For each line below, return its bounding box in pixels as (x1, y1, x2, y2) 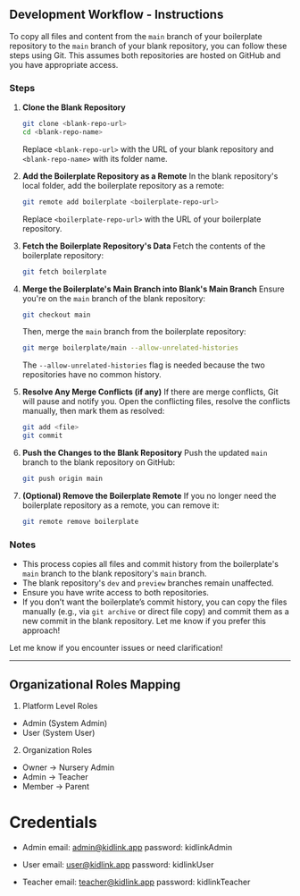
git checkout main (21, 310, 91, 319)
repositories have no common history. (21, 369, 162, 380)
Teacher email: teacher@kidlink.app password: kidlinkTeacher (21, 876, 251, 887)
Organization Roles (21, 744, 92, 755)
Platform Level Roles (21, 700, 98, 711)
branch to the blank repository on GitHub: (21, 457, 176, 468)
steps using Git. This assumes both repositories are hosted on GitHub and (9, 49, 281, 61)
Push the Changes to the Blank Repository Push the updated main (21, 447, 268, 459)
